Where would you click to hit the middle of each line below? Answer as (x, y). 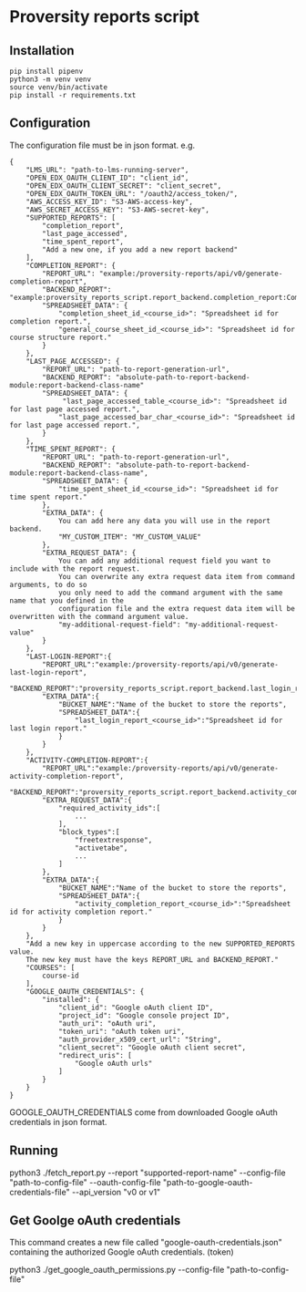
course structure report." (61, 337)
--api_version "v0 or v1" (116, 1192)
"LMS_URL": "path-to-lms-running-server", (107, 170)
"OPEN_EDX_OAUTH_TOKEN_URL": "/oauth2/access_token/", (132, 193)
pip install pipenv (46, 71)
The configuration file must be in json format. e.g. (102, 145)
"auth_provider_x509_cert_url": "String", (140, 1039)
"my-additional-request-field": (119, 625)
